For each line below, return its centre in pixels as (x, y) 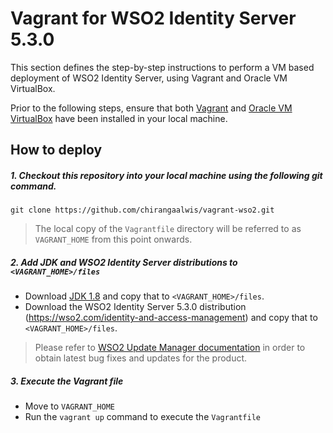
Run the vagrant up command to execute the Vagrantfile (142, 417)
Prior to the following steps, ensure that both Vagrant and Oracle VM (151, 108)
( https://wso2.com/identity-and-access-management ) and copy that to (171, 318)
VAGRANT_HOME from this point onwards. (113, 239)
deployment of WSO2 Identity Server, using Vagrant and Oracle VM (149, 78)
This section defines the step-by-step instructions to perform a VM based (162, 67)
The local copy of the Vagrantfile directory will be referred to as (168, 229)
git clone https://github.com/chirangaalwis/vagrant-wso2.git (142, 210)
